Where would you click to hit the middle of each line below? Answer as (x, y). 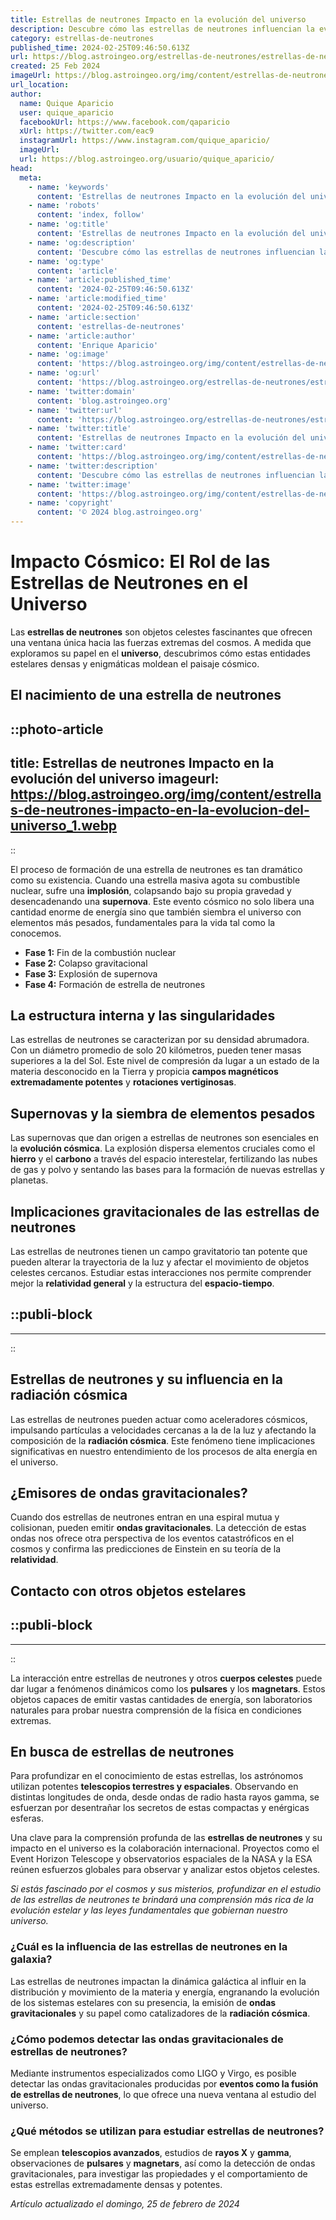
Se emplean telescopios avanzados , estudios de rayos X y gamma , (151, 2153)
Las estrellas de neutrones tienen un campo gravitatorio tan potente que (159, 1251)
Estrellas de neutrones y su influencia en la (146, 1379)
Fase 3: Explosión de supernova (91, 973)
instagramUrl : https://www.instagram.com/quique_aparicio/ (145, 141)
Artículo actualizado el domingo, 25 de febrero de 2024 (125, 2204)
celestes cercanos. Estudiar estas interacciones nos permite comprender (161, 1272)
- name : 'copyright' (71, 503)
